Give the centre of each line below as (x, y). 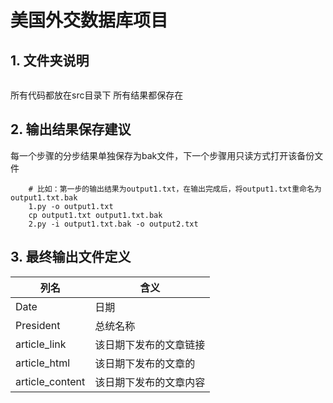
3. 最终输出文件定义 (71, 257)
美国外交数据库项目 (89, 20)
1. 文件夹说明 (50, 60)
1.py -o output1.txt (71, 206)
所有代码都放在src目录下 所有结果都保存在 (97, 95)
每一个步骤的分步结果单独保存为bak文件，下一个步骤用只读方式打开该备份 (162, 155)
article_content (50, 381)
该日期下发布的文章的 (145, 363)
